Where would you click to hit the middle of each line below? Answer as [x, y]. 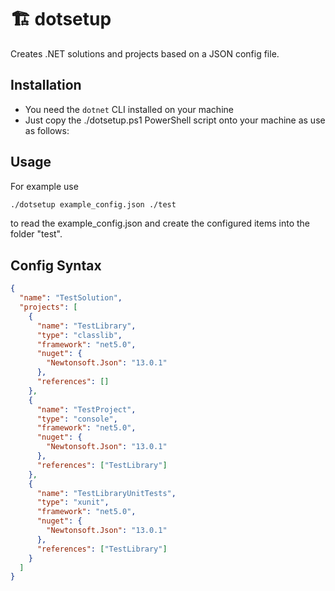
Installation [46, 85]
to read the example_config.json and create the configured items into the [160, 223]
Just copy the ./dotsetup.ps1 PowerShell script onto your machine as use [175, 120]
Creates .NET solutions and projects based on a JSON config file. [145, 53]
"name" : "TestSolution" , [71, 298]
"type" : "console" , [77, 419]
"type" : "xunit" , [73, 502]
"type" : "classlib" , [79, 335]
